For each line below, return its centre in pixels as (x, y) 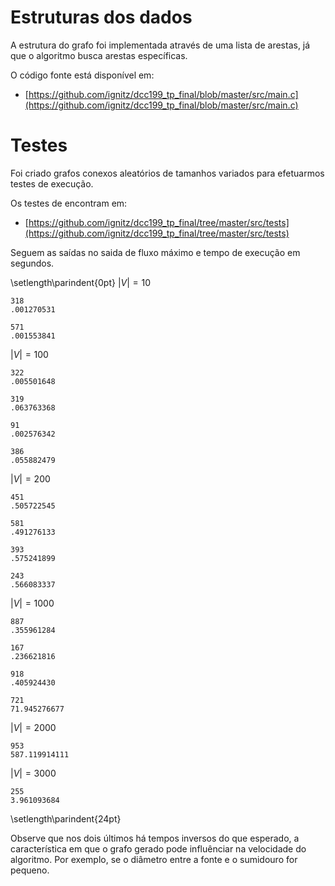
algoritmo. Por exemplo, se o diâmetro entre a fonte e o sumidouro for (154, 859)
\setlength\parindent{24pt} (66, 818)
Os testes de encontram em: (69, 203)
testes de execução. (52, 183)
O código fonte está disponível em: (82, 75)
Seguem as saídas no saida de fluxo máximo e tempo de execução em (155, 252)
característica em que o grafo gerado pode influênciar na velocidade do (158, 848)
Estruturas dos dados (101, 17)
